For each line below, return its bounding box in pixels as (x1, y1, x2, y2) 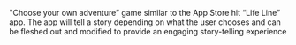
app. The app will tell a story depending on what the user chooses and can (9, 17, 281, 27)
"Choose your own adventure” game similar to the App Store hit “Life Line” (9, 8, 281, 18)
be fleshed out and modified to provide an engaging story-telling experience (9, 26, 287, 36)
